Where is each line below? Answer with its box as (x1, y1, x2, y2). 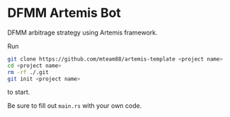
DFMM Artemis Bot (7, 5, 122, 21)
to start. (7, 88, 30, 97)
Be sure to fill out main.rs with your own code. (7, 101, 142, 110)
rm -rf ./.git (7, 68, 50, 75)
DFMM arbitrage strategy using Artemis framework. (7, 28, 158, 37)
